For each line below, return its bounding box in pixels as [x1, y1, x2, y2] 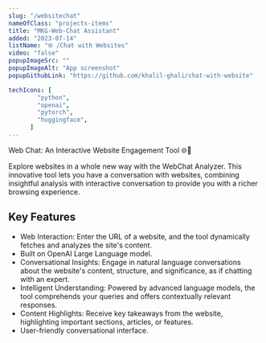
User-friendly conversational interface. [19, 325, 149, 335]
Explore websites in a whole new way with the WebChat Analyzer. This [8, 161, 243, 171]
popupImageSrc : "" [8, 57, 70, 65]
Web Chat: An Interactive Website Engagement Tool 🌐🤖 [8, 145, 192, 155]
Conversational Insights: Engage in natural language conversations [19, 257, 241, 267]
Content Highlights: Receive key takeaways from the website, [19, 308, 223, 318]
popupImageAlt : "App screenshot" [8, 64, 121, 72]
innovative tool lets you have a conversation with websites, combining [8, 169, 239, 179]
